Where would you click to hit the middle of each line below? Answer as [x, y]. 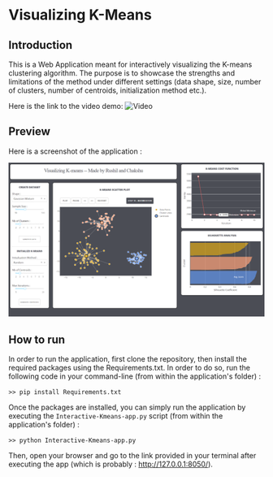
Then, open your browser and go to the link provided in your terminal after [132, 456]
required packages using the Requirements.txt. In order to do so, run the [129, 368]
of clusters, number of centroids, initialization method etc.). [108, 90]
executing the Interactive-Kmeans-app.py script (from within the [116, 416]
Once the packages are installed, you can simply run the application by [127, 407]
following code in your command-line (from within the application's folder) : [135, 376]
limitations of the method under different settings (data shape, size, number [135, 82]
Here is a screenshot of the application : [75, 151]
